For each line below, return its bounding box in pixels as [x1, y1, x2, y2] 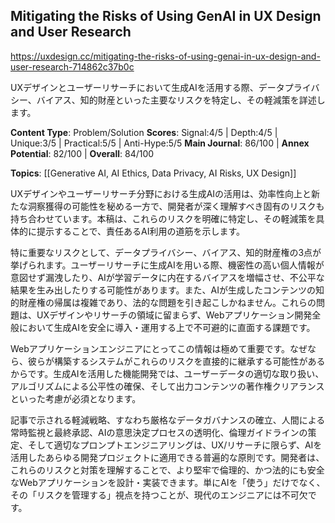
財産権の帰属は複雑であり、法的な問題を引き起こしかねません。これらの [18, 296, 317, 308]
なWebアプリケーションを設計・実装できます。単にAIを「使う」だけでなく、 [10, 476, 326, 488]
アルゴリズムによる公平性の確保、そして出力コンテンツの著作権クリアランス [10, 380, 325, 392]
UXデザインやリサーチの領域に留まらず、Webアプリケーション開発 [36, 309, 313, 321]
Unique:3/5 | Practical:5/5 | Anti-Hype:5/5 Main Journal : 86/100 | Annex [10, 137, 310, 149]
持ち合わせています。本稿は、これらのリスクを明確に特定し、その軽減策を [10, 212, 317, 224]
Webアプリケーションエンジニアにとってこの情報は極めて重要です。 [10, 342, 291, 354]
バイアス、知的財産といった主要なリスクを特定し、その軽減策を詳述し [36, 94, 326, 106]
